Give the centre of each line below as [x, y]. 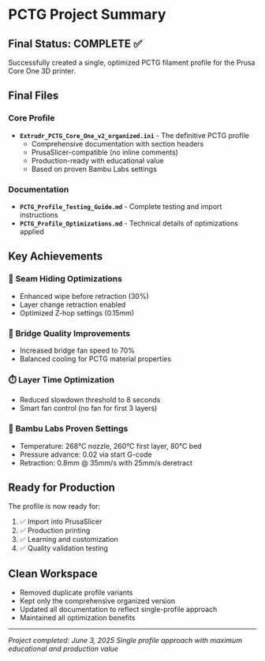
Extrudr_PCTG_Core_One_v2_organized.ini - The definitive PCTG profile [134, 135]
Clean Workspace [53, 573]
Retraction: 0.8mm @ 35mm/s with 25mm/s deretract [106, 462]
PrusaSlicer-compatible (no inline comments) [105, 152]
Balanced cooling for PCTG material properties [95, 359]
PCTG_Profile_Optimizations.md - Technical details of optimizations [129, 223]
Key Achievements [56, 257]
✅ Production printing [55, 531]
